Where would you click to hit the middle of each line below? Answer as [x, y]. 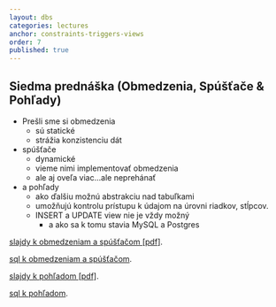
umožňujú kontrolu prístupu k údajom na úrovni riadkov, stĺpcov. [152, 205]
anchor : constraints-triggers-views [77, 34]
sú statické [55, 130]
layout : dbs [31, 17]
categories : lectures [49, 26]
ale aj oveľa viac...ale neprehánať [96, 177]
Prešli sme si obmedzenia [69, 121]
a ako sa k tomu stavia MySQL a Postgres [124, 224]
